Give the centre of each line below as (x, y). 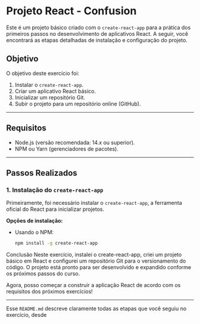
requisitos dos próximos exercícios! (50, 292)
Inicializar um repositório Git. (50, 97)
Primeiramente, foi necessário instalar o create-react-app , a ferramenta (94, 203)
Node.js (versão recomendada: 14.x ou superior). (75, 142)
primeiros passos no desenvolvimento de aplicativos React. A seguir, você (97, 33)
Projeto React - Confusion (71, 11)
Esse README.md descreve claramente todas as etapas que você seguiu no (96, 309)
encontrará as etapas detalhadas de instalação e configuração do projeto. (97, 40)
